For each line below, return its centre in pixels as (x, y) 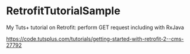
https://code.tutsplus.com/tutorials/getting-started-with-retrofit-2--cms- (95, 39)
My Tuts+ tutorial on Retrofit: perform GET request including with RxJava (95, 27)
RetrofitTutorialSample (63, 11)
